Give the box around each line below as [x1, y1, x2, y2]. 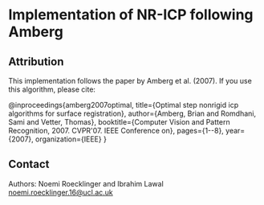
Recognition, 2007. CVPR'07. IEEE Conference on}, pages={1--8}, [8, 126, 225, 135]
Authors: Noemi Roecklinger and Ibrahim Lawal [8, 178, 164, 188]
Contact [8, 158, 50, 171]
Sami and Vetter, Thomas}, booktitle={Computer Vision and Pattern [8, 117, 230, 126]
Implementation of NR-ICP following [8, 6, 254, 24]
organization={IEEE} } [35, 134, 107, 144]
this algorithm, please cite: [8, 84, 96, 94]
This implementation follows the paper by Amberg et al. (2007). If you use [8, 76, 253, 85]
